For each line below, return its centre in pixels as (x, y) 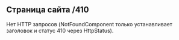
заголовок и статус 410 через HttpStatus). (60, 30)
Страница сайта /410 (48, 10)
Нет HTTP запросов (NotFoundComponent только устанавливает (89, 24)
